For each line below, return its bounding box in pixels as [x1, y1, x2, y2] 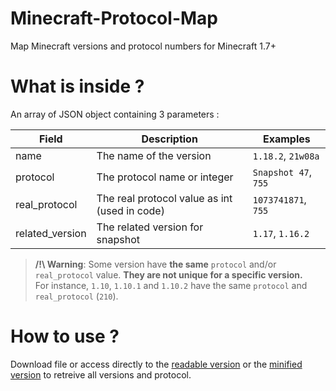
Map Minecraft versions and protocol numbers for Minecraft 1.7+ [10, 40, 277, 52]
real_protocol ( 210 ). [34, 290, 119, 302]
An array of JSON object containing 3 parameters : [10, 108, 220, 120]
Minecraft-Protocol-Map [10, 7, 218, 30]
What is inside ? [10, 75, 145, 98]
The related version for [96, 220, 204, 234]
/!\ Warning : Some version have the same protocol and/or [34, 258, 277, 270]
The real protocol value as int [96, 191, 233, 205]
